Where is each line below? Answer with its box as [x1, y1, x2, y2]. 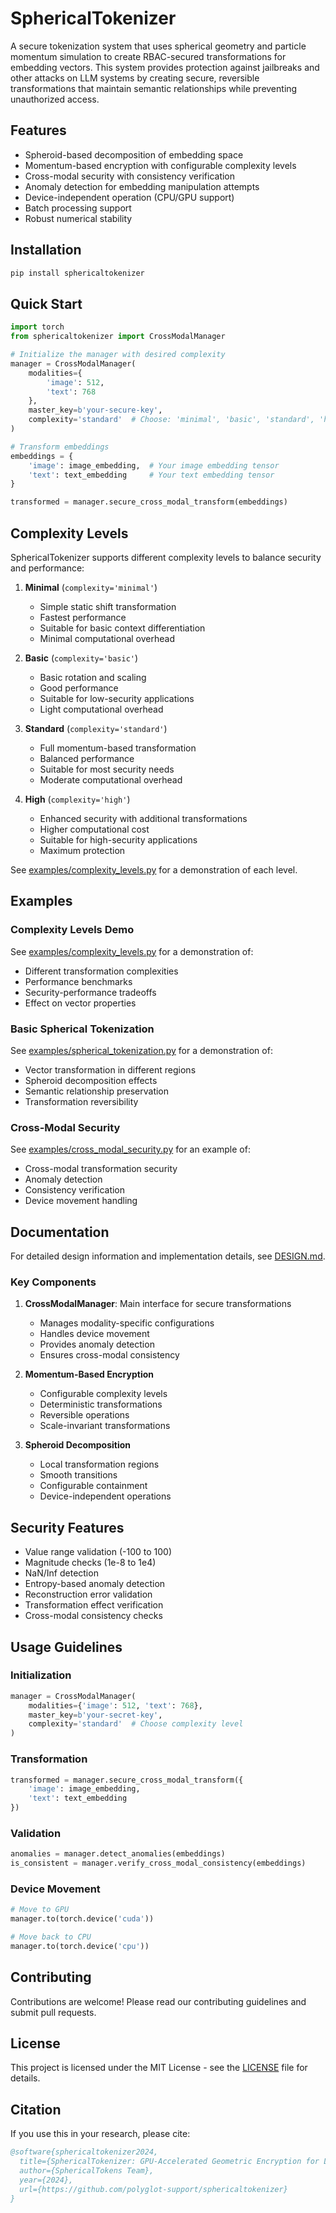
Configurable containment [39, 1480, 148, 1492]
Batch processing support [24, 202, 132, 214]
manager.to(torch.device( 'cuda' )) [10, 1914, 155, 1924]
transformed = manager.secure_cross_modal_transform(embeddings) [10, 497, 288, 507]
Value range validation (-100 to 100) [24, 1546, 172, 1558]
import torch [10, 322, 65, 332]
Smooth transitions [39, 1469, 118, 1481]
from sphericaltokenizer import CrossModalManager [10, 332, 226, 342]
